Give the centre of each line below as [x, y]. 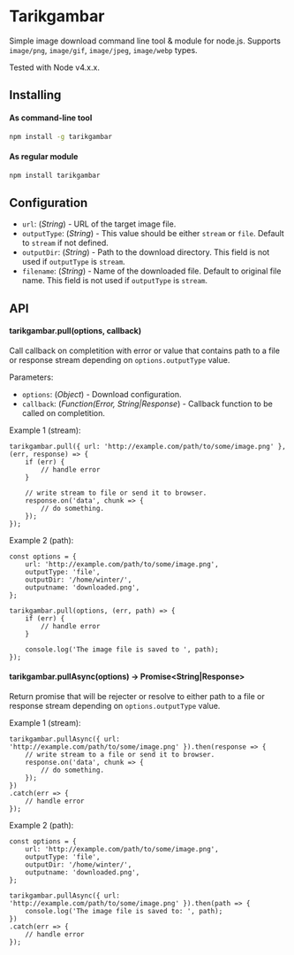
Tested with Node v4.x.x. [54, 67]
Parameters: [31, 377]
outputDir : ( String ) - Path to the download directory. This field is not [146, 252]
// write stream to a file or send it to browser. [120, 755]
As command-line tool [51, 118]
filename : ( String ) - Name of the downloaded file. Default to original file [151, 271]
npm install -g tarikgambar [61, 136]
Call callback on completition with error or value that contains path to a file [145, 350]
